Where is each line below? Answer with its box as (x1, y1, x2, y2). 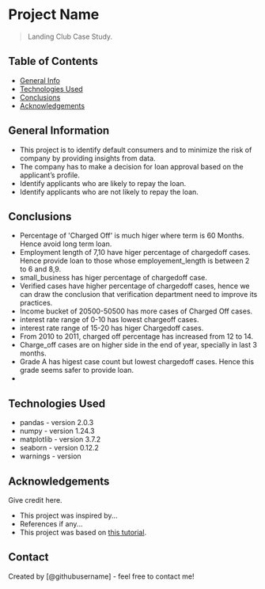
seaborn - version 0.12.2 (19, 443, 99, 453)
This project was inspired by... (19, 511, 118, 520)
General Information (8, 124, 110, 138)
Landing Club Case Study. (27, 32, 113, 41)
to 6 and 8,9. (19, 264, 62, 274)
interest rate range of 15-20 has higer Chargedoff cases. (19, 323, 204, 333)
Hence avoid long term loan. (19, 239, 112, 249)
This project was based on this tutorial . (19, 528, 147, 537)
